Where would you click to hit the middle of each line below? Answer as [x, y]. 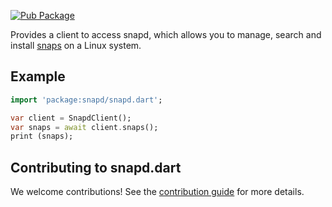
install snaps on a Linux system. [76, 45]
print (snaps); [42, 136]
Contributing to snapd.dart [96, 167]
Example [38, 76]
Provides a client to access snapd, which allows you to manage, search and [166, 34]
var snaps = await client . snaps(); [84, 127]
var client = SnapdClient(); [71, 118]
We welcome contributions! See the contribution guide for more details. [157, 192]
